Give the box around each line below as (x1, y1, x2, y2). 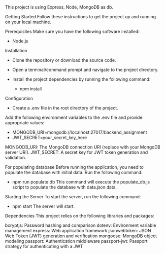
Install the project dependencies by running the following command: (12, 76, 151, 82)
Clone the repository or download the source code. (12, 57, 116, 63)
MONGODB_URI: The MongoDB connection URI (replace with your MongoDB (5, 144, 161, 150)
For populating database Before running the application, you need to (5, 164, 144, 170)
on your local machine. (5, 19, 52, 25)
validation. (5, 155, 26, 160)
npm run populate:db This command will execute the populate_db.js (12, 179, 150, 184)
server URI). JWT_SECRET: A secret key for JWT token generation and (5, 149, 148, 155)
